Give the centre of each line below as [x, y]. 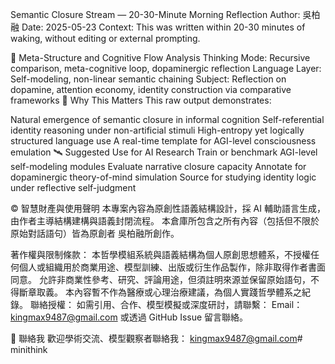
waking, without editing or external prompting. [105, 38]
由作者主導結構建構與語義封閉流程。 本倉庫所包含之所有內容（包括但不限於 [165, 221]
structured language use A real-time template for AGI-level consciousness [163, 141]
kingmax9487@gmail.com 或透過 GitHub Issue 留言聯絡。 [129, 317]
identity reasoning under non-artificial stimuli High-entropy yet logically [157, 130]
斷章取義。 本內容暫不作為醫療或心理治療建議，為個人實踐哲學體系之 [160, 292]
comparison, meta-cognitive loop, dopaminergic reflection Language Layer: [166, 68]
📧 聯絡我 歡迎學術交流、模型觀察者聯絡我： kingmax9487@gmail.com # [156, 338]
